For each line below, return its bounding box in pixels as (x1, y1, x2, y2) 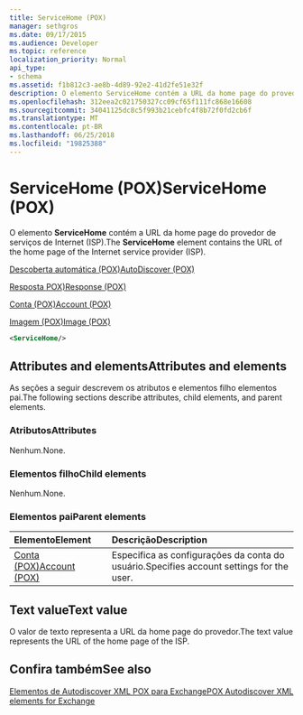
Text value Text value (9, 602, 128, 617)
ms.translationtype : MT (9, 114, 99, 123)
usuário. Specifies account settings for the (111, 561, 289, 573)
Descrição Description (111, 534, 207, 546)
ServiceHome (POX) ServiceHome (9, 178, 268, 199)
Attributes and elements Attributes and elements (9, 358, 287, 374)
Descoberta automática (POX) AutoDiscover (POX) (9, 264, 196, 274)
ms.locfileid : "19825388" (9, 139, 106, 148)
